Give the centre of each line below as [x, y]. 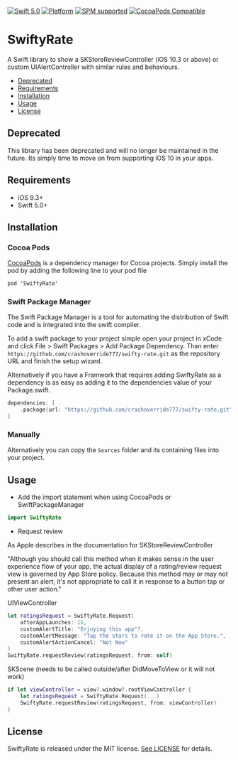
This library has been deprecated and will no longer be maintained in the [113, 150]
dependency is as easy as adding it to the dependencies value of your [110, 382]
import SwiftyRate [34, 518]
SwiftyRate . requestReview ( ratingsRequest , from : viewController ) [119, 703]
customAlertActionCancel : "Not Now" [74, 642]
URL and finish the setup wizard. [55, 361]
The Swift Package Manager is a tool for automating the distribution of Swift [118, 317]
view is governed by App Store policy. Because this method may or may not [118, 574]
